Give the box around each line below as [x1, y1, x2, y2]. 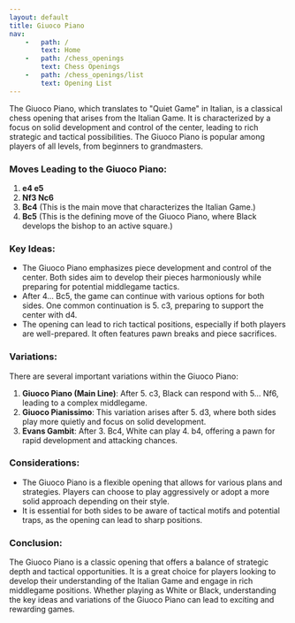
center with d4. [21, 310, 78, 320]
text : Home [41, 46, 81, 55]
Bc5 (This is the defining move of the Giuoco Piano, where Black [21, 211, 257, 221]
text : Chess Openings [41, 63, 121, 72]
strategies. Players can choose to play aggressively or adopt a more [21, 486, 269, 496]
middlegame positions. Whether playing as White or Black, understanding [9, 585, 276, 596]
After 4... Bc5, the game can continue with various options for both [21, 291, 265, 302]
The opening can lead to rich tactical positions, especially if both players [21, 319, 286, 330]
